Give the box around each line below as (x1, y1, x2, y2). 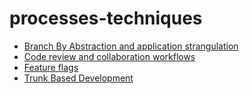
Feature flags (23, 61, 79, 73)
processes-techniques (9, 7, 203, 30)
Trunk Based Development (23, 72, 134, 84)
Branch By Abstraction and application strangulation (23, 40, 239, 52)
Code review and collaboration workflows (23, 50, 196, 62)
